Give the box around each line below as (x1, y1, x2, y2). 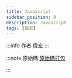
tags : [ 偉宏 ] (6, 25, 36, 31)
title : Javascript (6, 8, 51, 15)
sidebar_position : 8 (6, 14, 57, 20)
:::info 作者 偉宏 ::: (6, 42, 49, 49)
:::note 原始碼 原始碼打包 (6, 54, 66, 62)
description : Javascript (6, 19, 67, 25)
